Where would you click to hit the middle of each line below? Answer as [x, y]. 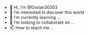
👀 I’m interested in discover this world [47, 12]
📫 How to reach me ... [32, 28]
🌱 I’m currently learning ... [35, 17]
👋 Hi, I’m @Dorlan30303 [33, 7]
